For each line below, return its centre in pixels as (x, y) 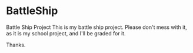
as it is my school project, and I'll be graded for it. (66, 33)
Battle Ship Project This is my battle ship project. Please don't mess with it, (96, 27)
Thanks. (16, 45)
